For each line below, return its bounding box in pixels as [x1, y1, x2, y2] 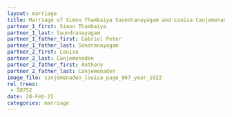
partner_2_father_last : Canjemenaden [7, 67, 116, 74]
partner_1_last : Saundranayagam [7, 29, 100, 36]
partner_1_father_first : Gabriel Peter [7, 36, 122, 43]
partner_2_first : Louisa [7, 49, 79, 56]
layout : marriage [7, 10, 57, 17]
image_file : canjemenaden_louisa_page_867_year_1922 [7, 74, 162, 81]
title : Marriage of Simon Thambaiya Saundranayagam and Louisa [7, 17, 193, 23]
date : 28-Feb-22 [7, 94, 54, 100]
